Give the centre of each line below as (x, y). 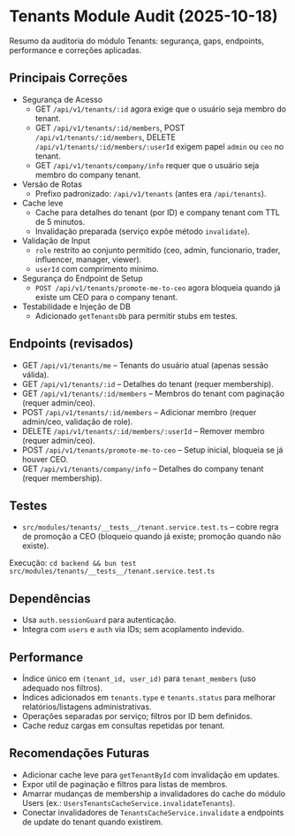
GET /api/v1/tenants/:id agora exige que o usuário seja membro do (161, 109)
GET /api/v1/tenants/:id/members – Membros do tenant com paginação (153, 393)
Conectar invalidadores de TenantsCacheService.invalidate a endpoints (153, 812)
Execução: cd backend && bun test (73, 563)
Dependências (50, 598)
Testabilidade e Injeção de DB (76, 306)
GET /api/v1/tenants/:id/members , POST (110, 128)
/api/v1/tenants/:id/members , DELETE (106, 137)
